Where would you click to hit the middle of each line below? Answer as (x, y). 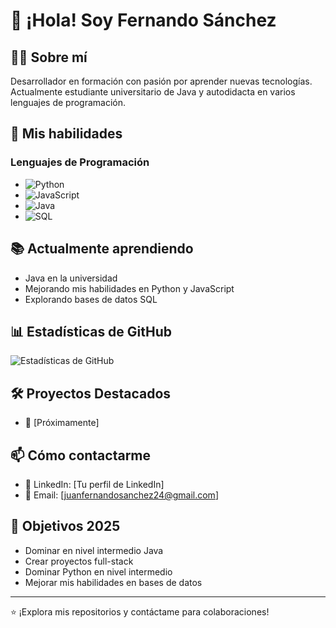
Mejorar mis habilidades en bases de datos (113, 582)
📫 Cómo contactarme (81, 455)
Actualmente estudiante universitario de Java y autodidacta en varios (153, 92)
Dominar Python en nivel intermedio (98, 571)
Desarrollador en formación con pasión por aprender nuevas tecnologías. (161, 81)
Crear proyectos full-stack (79, 561)
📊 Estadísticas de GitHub (91, 331)
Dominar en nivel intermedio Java (94, 550)
